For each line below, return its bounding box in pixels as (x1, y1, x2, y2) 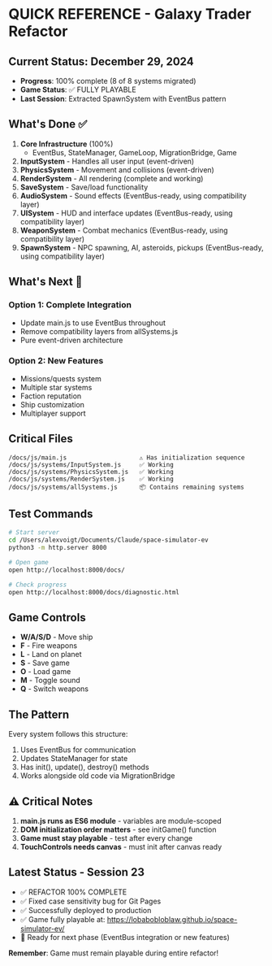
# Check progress (8, 581, 67, 589)
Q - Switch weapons (19, 684, 89, 694)
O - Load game (19, 667, 71, 677)
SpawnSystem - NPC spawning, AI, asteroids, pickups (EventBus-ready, (19, 242, 264, 252)
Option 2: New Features (8, 355, 104, 367)
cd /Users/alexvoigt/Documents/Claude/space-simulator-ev (8, 536, 209, 545)
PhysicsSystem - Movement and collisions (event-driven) (19, 164, 215, 175)
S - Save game (19, 658, 71, 668)
